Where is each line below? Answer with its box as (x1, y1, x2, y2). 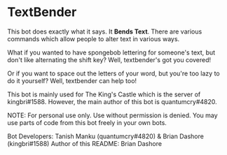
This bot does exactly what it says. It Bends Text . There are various (7, 27, 202, 36)
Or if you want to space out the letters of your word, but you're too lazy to (7, 69, 220, 77)
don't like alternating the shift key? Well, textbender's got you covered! (7, 55, 212, 64)
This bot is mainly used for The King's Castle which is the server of (7, 90, 201, 98)
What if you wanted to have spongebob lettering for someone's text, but (7, 48, 216, 57)
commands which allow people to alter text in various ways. (7, 34, 180, 43)
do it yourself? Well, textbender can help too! (7, 76, 137, 84)
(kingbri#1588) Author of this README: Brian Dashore (7, 139, 163, 147)
